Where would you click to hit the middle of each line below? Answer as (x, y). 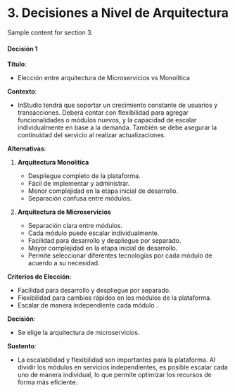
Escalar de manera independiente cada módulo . (88, 305)
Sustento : (22, 346)
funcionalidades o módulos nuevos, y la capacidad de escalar (107, 120)
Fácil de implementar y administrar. (79, 184)
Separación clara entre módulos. (75, 226)
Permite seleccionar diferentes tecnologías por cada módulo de (120, 255)
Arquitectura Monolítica (53, 163)
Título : (17, 64)
